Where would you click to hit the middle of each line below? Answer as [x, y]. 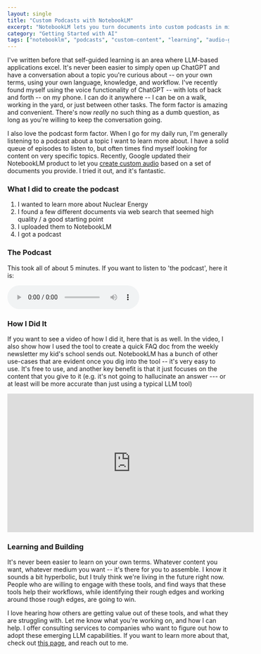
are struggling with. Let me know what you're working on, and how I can [112, 621]
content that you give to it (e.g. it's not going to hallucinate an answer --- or [117, 377]
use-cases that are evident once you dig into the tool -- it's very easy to [112, 361]
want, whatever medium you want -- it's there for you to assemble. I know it [117, 570]
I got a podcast [39, 234]
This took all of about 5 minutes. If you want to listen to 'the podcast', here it [117, 268]
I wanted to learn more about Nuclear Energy [83, 204]
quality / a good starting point [60, 220]
